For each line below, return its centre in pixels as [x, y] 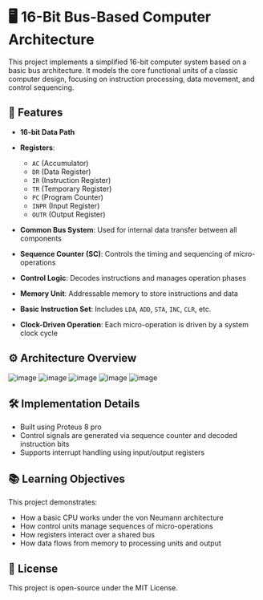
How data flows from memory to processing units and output [121, 543]
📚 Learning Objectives [67, 478]
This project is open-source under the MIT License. [93, 588]
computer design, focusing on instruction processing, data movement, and [131, 79]
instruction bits [45, 444]
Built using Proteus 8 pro [61, 427]
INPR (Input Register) [66, 205]
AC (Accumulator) [60, 163]
